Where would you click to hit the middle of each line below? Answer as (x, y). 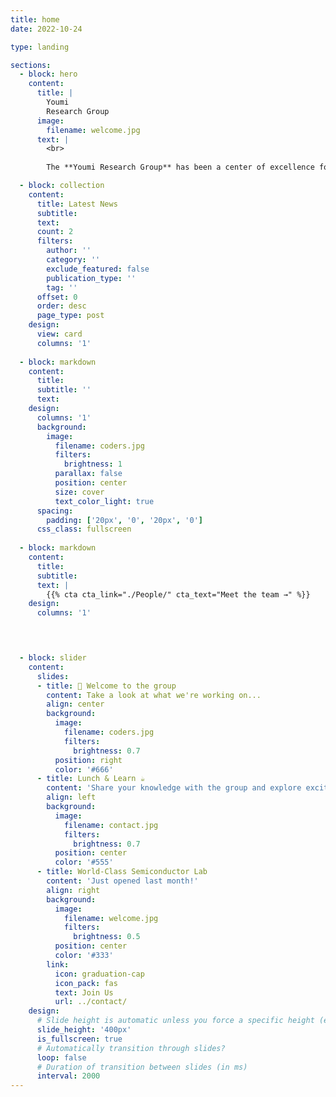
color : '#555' (84, 862)
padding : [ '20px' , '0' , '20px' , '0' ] (124, 520)
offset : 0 (57, 297)
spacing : (55, 511)
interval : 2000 (68, 1076)
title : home (35, 19)
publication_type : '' (91, 278)
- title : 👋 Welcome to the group (106, 686)
